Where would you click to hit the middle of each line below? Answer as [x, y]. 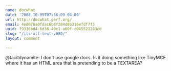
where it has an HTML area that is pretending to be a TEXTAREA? [74, 63]
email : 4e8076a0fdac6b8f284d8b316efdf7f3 [50, 24]
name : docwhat [20, 10]
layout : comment [23, 39]
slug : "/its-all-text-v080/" [36, 34]
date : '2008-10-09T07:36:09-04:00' [43, 15]
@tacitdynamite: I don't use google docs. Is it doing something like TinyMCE [86, 57]
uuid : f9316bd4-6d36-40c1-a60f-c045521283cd [54, 29]
